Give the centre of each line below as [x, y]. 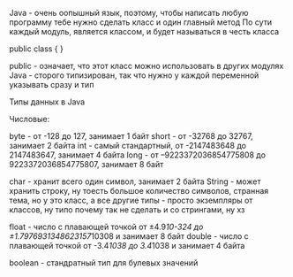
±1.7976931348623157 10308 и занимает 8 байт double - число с [129, 236]
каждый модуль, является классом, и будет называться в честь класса [144, 31]
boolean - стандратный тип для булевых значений [104, 263]
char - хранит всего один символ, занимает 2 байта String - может [135, 181]
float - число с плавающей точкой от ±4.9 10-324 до [106, 227]
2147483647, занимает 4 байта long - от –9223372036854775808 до [138, 155]
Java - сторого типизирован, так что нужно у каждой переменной [134, 75]
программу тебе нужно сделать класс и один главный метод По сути [141, 22]
